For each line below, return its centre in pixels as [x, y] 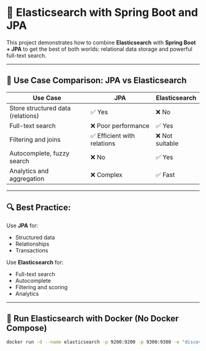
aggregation [27, 178]
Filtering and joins [35, 139]
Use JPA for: [22, 225]
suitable [167, 143]
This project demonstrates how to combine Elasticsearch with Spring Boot [101, 42]
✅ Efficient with [113, 135]
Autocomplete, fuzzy [39, 153]
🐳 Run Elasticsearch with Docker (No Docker [93, 318]
